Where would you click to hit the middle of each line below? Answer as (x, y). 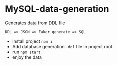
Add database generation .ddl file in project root (62, 46)
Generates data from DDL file (35, 23)
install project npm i (32, 41)
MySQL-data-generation (57, 9)
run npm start (26, 52)
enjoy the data (27, 57)
